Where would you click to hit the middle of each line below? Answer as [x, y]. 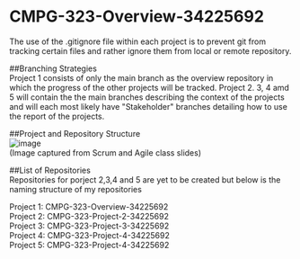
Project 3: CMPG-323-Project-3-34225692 [89, 226]
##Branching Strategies [53, 68]
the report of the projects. [57, 116]
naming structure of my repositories [75, 189]
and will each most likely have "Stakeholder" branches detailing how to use [148, 106]
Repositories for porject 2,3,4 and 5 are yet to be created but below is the [145, 179]
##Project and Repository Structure [75, 133]
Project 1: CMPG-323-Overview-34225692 [89, 206]
